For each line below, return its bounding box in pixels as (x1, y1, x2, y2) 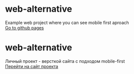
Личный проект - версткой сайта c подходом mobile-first (5, 58, 125, 64)
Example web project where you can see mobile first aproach (5, 20, 129, 25)
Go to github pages (5, 25, 44, 30)
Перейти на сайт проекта (5, 63, 58, 69)
